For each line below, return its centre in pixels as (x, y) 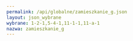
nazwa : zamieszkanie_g (35, 29)
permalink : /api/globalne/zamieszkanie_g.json (67, 12)
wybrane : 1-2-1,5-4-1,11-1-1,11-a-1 (53, 23)
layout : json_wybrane (34, 17)
